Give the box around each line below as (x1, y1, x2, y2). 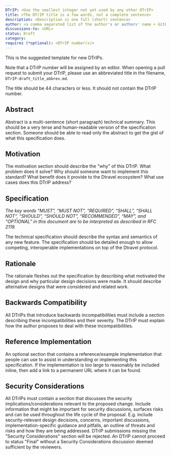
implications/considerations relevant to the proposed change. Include (5, 401, 151, 407)
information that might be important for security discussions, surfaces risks (5, 406, 163, 412)
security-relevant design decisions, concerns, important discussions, (5, 417, 150, 423)
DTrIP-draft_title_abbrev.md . (5, 75, 69, 81)
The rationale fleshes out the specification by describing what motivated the (5, 273, 165, 279)
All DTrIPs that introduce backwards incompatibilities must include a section (5, 311, 164, 318)
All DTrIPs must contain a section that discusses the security (5, 395, 132, 402)
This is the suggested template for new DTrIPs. (5, 54, 103, 61)
